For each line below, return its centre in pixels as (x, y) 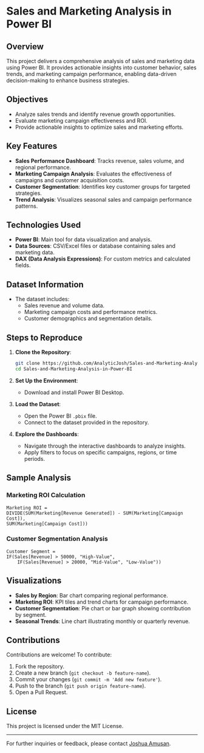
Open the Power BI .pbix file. (60, 416)
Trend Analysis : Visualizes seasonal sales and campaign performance (104, 199)
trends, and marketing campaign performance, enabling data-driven (92, 74)
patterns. (26, 206)
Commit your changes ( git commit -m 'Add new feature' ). (88, 680)
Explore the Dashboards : (47, 434)
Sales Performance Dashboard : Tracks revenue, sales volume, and (100, 161)
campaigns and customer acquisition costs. (70, 180)
